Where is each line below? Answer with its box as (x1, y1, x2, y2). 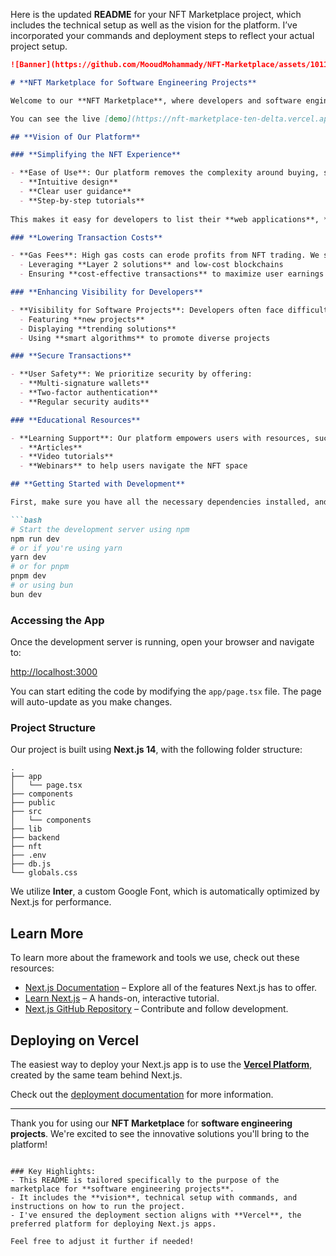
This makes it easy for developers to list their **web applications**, (10, 214, 320, 224)
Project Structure (10, 720, 96, 734)
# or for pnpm (10, 562, 70, 572)
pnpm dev (10, 571, 47, 581)
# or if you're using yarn (10, 543, 123, 553)
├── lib (10, 824, 43, 834)
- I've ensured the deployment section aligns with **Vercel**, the (10, 1210, 302, 1220)
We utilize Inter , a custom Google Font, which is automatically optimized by (10, 885, 320, 898)
